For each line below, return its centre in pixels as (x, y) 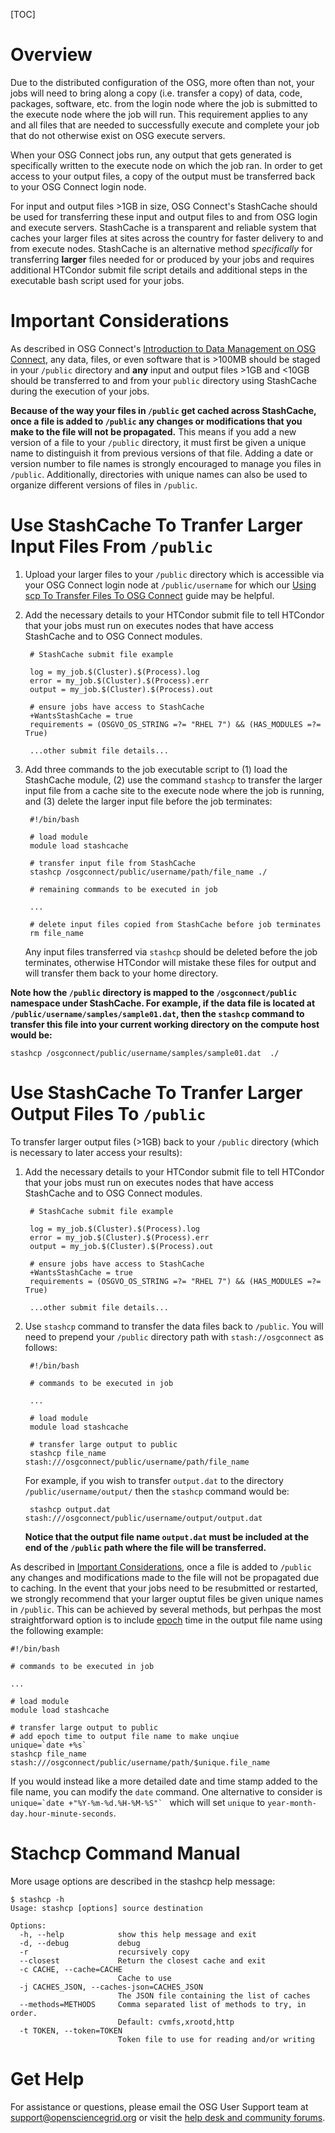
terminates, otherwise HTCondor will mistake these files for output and (170, 962)
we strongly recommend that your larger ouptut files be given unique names (167, 1598)
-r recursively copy (104, 1952)
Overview (51, 55)
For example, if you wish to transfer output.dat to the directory (154, 1480)
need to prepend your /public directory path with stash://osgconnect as (174, 1336)
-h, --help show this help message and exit (138, 1934)
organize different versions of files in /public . (104, 485)
